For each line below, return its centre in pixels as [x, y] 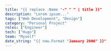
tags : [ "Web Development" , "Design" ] [44, 18]
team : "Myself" [21, 37]
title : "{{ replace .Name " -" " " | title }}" [54, 9]
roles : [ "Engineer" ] [26, 28]
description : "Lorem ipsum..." [37, 14]
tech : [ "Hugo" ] [21, 32]
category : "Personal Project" [36, 23]
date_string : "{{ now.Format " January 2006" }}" [56, 41]
